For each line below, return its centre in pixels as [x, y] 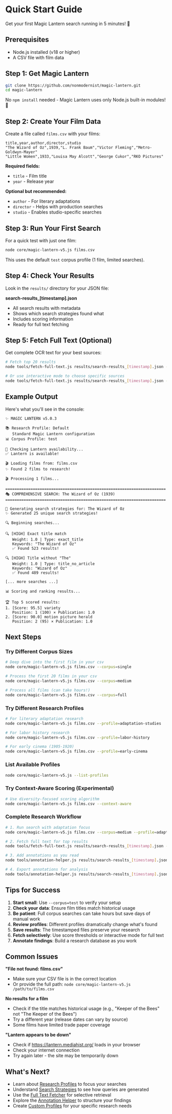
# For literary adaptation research [44, 719]
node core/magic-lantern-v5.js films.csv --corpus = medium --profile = [81, 832]
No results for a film [27, 999]
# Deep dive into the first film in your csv [55, 662]
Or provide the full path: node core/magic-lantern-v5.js [72, 984]
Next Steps [23, 637]
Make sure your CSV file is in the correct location [64, 979]
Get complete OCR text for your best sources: [53, 353]
